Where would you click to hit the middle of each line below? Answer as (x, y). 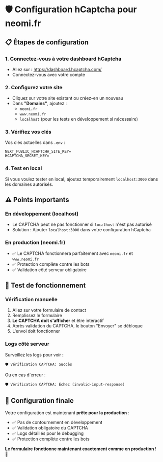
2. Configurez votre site (34, 87)
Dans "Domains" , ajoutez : (40, 104)
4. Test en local (24, 168)
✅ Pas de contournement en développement (57, 422)
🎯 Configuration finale (40, 401)
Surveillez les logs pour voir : (34, 355)
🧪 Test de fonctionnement (45, 286)
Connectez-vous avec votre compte (49, 74)
